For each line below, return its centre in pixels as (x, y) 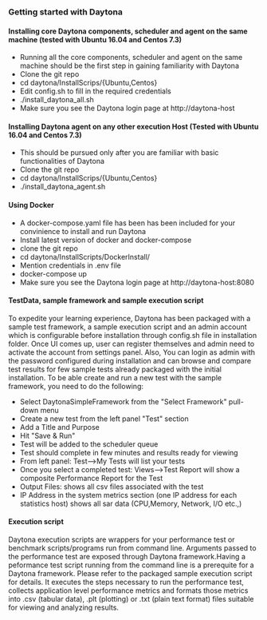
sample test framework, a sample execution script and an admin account (128, 327)
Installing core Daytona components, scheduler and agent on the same (128, 31)
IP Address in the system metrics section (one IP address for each (128, 495)
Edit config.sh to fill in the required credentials (95, 91)
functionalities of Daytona (62, 161)
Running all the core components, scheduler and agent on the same (131, 58)
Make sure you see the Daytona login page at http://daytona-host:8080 (137, 282)
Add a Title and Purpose (59, 427)
